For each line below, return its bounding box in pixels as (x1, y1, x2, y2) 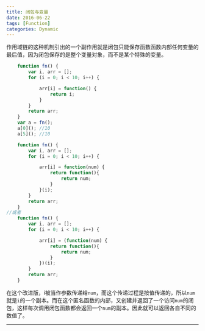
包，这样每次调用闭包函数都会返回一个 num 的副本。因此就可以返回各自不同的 (6, 304, 196, 311)
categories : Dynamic (6, 26, 59, 32)
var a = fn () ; (17, 119, 53, 126)
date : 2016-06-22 (6, 15, 51, 21)
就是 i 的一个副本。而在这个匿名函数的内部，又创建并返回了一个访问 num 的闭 (6, 296, 194, 304)
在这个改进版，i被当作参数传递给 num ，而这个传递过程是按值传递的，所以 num (6, 289, 195, 296)
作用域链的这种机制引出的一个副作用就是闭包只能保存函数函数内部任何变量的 (6, 43, 199, 51)
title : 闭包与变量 (6, 9, 49, 15)
